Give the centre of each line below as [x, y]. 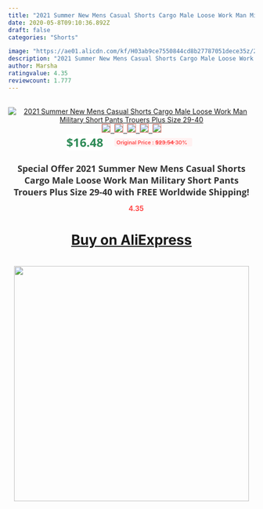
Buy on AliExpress [131, 240]
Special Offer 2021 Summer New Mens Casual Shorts [131, 168]
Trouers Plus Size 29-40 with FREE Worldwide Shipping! [131, 192]
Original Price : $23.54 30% [152, 142]
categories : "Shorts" [43, 37]
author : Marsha [33, 66]
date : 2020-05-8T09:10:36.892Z [59, 23]
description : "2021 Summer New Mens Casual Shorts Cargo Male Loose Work [131, 59]
